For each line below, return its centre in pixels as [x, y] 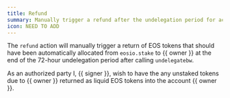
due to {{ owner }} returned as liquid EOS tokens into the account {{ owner [112, 81]
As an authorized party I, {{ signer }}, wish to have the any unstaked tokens [113, 73]
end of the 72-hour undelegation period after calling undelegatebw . [101, 60]
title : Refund [27, 13]
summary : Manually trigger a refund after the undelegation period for [111, 20]
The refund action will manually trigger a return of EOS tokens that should [111, 46]
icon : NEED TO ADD [33, 26]
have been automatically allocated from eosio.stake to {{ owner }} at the [110, 53]
